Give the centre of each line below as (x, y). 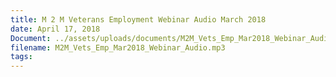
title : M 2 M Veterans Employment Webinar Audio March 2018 (138, 19)
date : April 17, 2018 (55, 29)
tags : (21, 57)
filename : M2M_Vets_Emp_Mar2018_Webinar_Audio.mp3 (118, 47)
